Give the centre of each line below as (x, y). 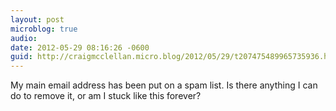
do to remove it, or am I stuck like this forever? (106, 96)
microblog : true (44, 29)
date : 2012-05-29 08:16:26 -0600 (80, 47)
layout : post (37, 19)
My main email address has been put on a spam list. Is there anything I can (164, 85)
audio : (24, 38)
